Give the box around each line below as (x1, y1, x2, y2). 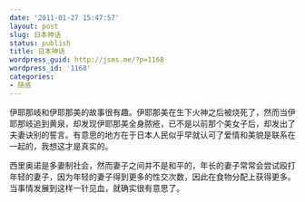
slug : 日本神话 (9, 30, 62, 39)
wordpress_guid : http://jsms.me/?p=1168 (9, 55, 165, 64)
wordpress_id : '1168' (9, 64, 92, 73)
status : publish (9, 38, 71, 48)
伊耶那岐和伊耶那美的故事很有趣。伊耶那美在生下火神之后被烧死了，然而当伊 (9, 106, 296, 118)
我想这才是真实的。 (40, 140, 113, 151)
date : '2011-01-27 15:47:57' (9, 13, 120, 23)
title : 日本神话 (9, 47, 65, 56)
